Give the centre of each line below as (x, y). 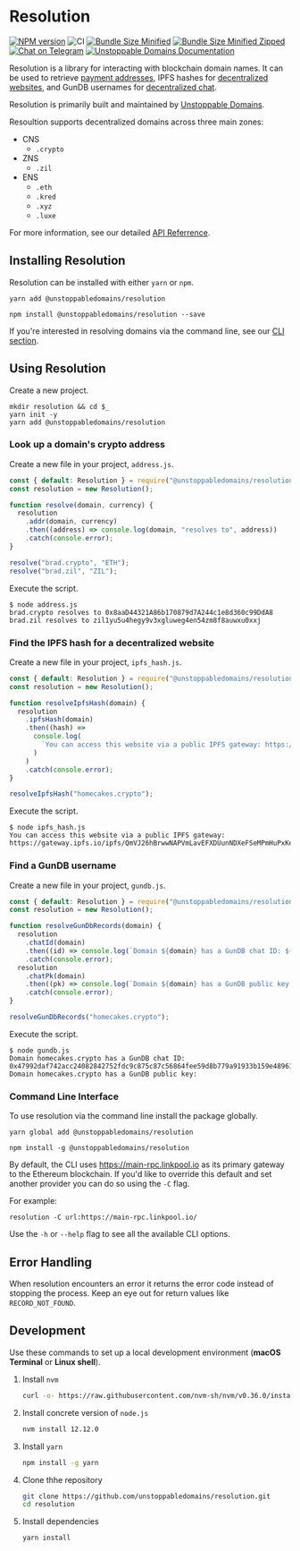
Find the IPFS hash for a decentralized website (112, 643)
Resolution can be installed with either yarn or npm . (102, 282)
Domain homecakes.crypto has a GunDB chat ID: (97, 1058)
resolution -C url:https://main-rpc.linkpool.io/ (104, 1218)
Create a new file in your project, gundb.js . (87, 885)
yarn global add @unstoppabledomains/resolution (101, 1133)
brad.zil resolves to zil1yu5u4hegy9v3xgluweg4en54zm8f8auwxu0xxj (135, 620)
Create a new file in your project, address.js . (92, 464)
